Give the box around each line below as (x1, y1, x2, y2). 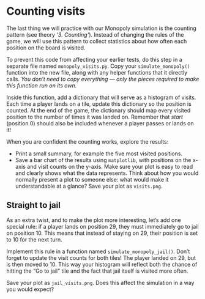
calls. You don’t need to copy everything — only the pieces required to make (6, 75, 199, 83)
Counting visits (6, 4, 86, 18)
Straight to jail (6, 200, 61, 210)
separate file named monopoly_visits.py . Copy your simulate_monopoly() (6, 62, 190, 70)
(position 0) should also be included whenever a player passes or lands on (6, 119, 194, 127)
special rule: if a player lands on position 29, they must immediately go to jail (6, 223, 199, 230)
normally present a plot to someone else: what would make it (15, 175, 169, 183)
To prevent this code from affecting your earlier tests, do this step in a (6, 56, 182, 63)
